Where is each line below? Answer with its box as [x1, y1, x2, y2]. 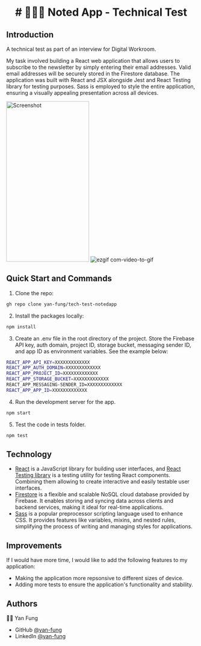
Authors [6, 598, 38, 609]
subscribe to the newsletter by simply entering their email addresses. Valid [6, 63, 191, 71]
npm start [6, 410, 31, 416]
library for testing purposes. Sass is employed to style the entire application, [6, 83, 196, 90]
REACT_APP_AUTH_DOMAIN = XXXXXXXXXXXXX [6, 365, 101, 371]
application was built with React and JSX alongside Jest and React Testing [6, 77, 191, 83]
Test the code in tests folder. [14, 421, 86, 428]
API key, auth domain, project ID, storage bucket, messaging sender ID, [14, 341, 191, 348]
